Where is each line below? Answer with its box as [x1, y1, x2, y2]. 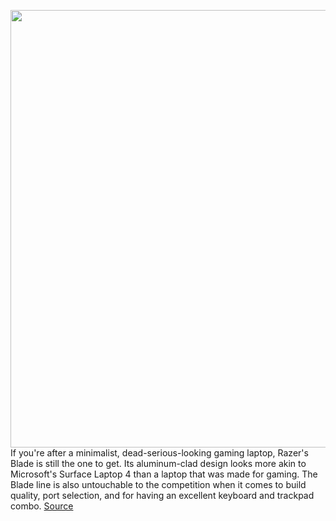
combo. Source [10, 500, 74, 512]
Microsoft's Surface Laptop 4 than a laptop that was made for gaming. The [10, 468, 318, 480]
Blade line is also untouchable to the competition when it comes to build [10, 479, 307, 490]
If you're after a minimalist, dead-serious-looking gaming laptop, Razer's [10, 447, 309, 459]
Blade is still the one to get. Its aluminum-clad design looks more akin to [10, 458, 307, 469]
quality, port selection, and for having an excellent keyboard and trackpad [10, 490, 315, 501]
